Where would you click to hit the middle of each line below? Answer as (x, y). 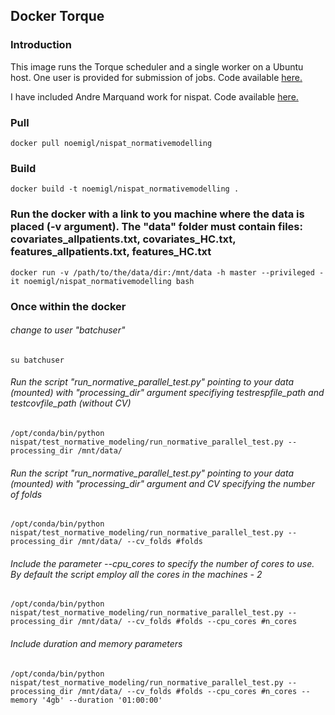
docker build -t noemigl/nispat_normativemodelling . (125, 189)
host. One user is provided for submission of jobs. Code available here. (156, 77)
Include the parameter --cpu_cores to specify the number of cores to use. (162, 563)
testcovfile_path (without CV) (71, 403)
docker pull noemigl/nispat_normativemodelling (111, 143)
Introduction (41, 45)
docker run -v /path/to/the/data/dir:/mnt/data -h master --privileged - (167, 272)
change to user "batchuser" (68, 330)
